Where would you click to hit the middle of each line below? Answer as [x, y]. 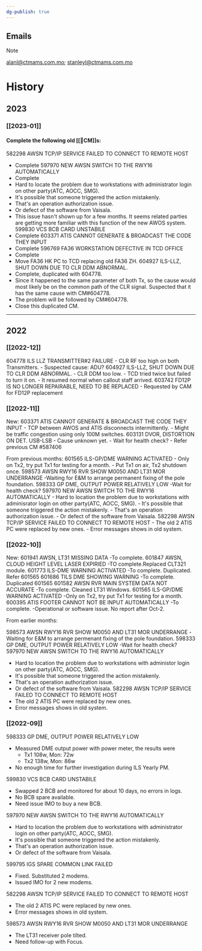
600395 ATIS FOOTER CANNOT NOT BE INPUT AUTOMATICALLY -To [93, 603]
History [25, 86]
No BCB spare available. [45, 797]
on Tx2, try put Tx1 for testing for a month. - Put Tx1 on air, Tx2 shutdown [96, 465]
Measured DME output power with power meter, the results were [95, 748]
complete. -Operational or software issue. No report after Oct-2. [86, 609]
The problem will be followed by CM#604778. [72, 300]
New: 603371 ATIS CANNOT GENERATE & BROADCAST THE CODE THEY [97, 421]
